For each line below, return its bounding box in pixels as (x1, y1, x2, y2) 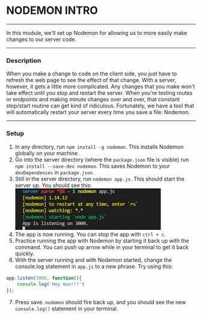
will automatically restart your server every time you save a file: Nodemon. (6, 109, 191, 116)
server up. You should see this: (14, 182, 92, 189)
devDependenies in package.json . (14, 168, 94, 176)
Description (6, 56, 41, 65)
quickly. (14, 250, 35, 257)
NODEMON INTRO (6, 4, 98, 17)
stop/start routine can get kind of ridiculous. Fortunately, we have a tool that (6, 102, 194, 109)
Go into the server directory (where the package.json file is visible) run (14, 156, 189, 163)
